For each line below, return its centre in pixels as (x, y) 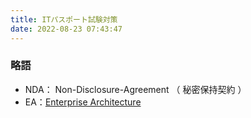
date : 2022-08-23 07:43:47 (66, 29)
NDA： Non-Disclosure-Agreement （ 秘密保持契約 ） (135, 89)
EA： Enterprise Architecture (83, 102)
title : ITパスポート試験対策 (64, 19)
